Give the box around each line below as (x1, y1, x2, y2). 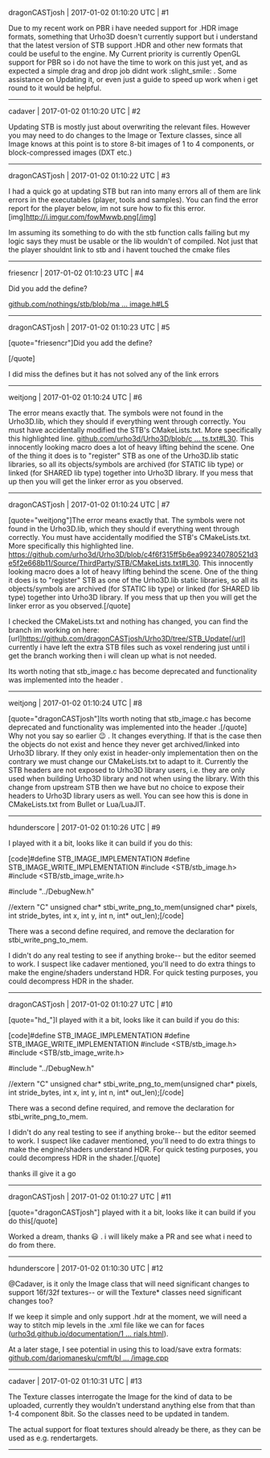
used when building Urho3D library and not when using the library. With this (8, 774, 260, 783)
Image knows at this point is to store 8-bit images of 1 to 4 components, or (8, 139, 255, 148)
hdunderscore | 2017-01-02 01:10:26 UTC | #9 (8, 823, 161, 832)
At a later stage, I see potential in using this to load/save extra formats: (8, 1344, 242, 1354)
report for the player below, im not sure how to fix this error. (8, 204, 207, 213)
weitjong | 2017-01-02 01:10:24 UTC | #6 (8, 393, 143, 402)
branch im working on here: (8, 625, 100, 634)
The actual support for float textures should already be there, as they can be (8, 1425, 261, 1434)
